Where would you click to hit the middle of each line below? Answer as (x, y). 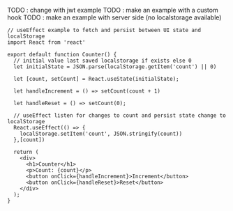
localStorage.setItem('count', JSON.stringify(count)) (101, 134)
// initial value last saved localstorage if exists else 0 (103, 61)
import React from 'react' (46, 42)
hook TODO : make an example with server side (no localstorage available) (114, 17)
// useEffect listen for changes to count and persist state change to (120, 116)
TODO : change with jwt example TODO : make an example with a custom (113, 10)
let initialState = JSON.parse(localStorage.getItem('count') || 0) (115, 67)
